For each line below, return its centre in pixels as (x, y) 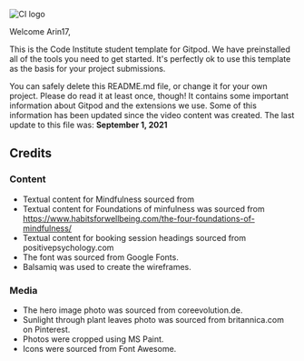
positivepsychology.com (68, 247)
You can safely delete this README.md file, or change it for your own (138, 86)
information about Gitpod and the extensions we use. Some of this (133, 105)
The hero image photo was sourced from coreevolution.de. (132, 310)
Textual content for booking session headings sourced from (134, 237)
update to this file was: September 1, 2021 (88, 125)
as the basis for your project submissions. (88, 69)
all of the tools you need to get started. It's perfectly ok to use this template (150, 59)
